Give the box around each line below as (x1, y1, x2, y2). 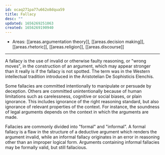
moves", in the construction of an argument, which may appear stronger (5, 63, 151, 69)
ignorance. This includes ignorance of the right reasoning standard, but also (5, 99, 159, 105)
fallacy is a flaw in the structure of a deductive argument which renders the (5, 129, 157, 135)
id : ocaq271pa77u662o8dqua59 (5, 7, 65, 12)
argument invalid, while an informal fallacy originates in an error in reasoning (5, 134, 160, 140)
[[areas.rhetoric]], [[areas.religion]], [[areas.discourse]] (12, 44, 124, 50)
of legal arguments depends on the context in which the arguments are (5, 109, 149, 115)
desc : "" (5, 16, 23, 21)
